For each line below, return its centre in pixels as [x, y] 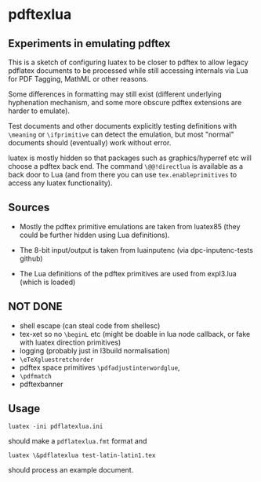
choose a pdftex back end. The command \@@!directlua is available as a [126, 166]
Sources [29, 208]
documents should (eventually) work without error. [90, 142]
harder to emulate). [39, 111]
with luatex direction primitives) [70, 342]
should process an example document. [71, 470]
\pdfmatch [36, 376]
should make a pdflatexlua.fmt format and [78, 441]
